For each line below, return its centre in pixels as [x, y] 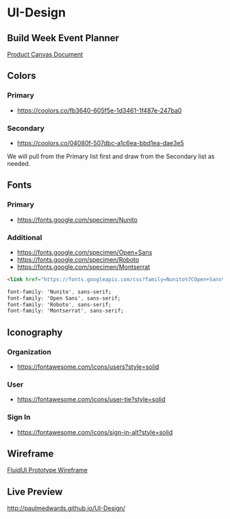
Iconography [35, 332]
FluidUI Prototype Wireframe [47, 470]
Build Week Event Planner [63, 38]
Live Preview [35, 492]
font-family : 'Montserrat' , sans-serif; [66, 311]
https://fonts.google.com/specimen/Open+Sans [85, 252]
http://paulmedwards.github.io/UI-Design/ [66, 508]
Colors [22, 76]
